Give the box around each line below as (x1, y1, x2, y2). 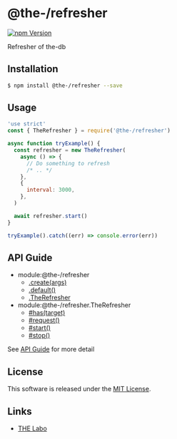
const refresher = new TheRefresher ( (14, 147, 126, 154)
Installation (7, 63, 59, 76)
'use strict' (7, 120, 46, 128)
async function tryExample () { (7, 140, 101, 148)
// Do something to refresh (26, 160, 111, 167)
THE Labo (17, 424, 48, 433)
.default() (28, 286, 56, 294)
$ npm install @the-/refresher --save (7, 82, 123, 89)
